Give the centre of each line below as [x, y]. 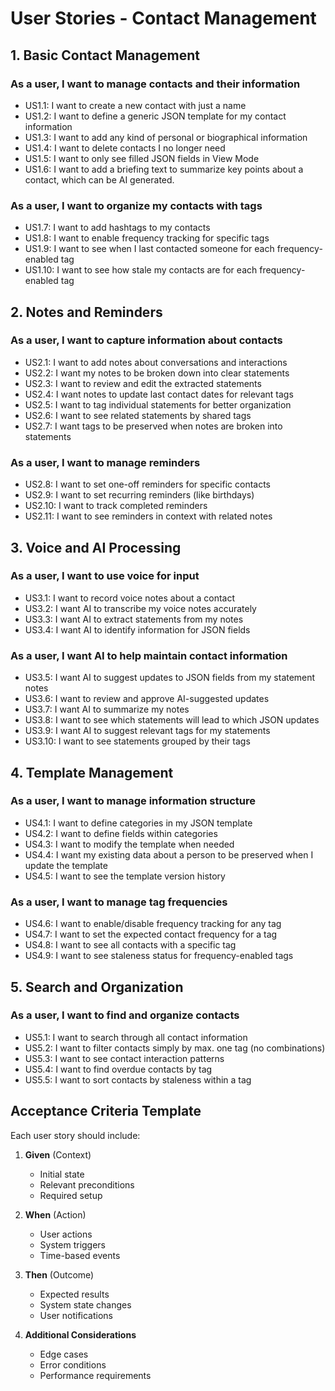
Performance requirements [95, 1375]
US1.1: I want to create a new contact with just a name [135, 105]
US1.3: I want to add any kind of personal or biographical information [166, 137]
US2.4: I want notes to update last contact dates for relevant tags [159, 394]
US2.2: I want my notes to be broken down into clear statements [157, 373]
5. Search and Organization [97, 987]
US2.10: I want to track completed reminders [116, 506]
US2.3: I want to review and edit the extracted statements [143, 383]
